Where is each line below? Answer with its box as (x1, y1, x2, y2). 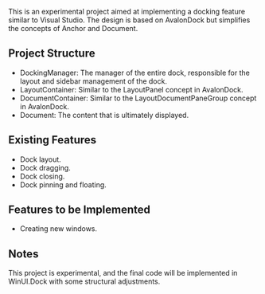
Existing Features (8, 133, 97, 147)
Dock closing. (19, 171, 65, 181)
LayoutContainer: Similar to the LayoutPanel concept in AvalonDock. (19, 84, 244, 94)
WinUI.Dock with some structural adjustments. (8, 276, 161, 286)
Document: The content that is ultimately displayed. (19, 110, 189, 120)
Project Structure (8, 47, 95, 61)
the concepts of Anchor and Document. (8, 24, 138, 33)
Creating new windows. (19, 224, 98, 233)
